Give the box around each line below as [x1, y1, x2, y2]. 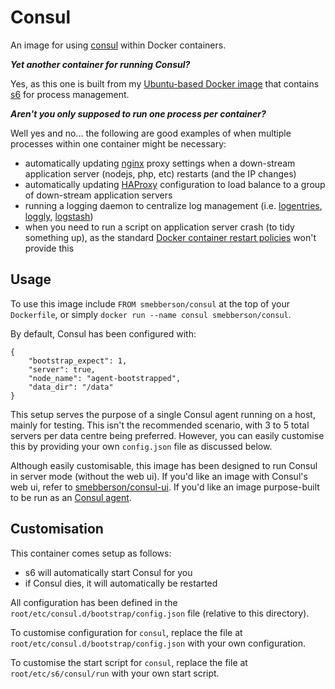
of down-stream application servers [24, 189, 173, 201]
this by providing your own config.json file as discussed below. [10, 440, 273, 452]
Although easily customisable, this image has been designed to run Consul [10, 459, 318, 471]
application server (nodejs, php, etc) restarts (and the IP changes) [24, 167, 297, 180]
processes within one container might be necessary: [10, 137, 227, 150]
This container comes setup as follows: [10, 547, 172, 559]
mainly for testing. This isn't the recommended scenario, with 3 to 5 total [10, 419, 310, 431]
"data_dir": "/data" [28, 382, 114, 392]
